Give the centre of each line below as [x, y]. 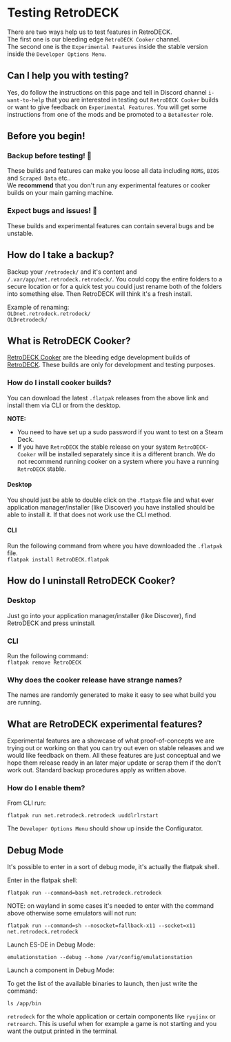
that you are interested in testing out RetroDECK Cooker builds [132, 100]
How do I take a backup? [61, 255]
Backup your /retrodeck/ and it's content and [72, 272]
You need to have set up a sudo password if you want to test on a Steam [120, 432]
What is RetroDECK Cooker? [69, 341]
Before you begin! [46, 136]
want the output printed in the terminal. [63, 1031]
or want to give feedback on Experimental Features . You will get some [107, 107]
